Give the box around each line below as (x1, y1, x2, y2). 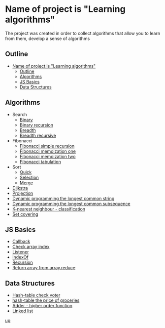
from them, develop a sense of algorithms (5, 36, 90, 41)
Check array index (12, 244, 50, 250)
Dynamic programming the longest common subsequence (12, 201, 131, 206)
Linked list (12, 308, 33, 314)
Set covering (12, 211, 38, 217)
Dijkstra (12, 185, 28, 191)
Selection (19, 174, 39, 180)
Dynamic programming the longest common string (12, 195, 115, 201)
